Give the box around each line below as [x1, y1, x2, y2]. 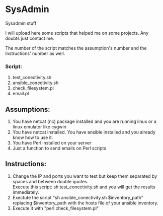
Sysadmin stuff [5, 20, 37, 26]
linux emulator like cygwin [12, 124, 66, 130]
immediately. [12, 189, 39, 195]
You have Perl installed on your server [12, 140, 92, 146]
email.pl [12, 91, 29, 97]
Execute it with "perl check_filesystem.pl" [12, 205, 99, 211]
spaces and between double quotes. [12, 178, 89, 184]
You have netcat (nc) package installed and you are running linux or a [12, 118, 157, 124]
